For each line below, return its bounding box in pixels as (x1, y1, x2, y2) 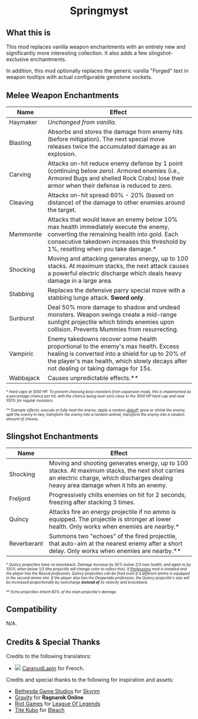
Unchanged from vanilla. (47, 118, 117, 126)
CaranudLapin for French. (22, 665, 85, 672)
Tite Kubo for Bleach (14, 707, 65, 714)
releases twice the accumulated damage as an (47, 142, 177, 150)
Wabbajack (9, 373, 40, 382)
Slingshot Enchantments (6, 432, 99, 442)
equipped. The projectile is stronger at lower (49, 515, 171, 523)
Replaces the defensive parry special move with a (47, 286, 186, 294)
